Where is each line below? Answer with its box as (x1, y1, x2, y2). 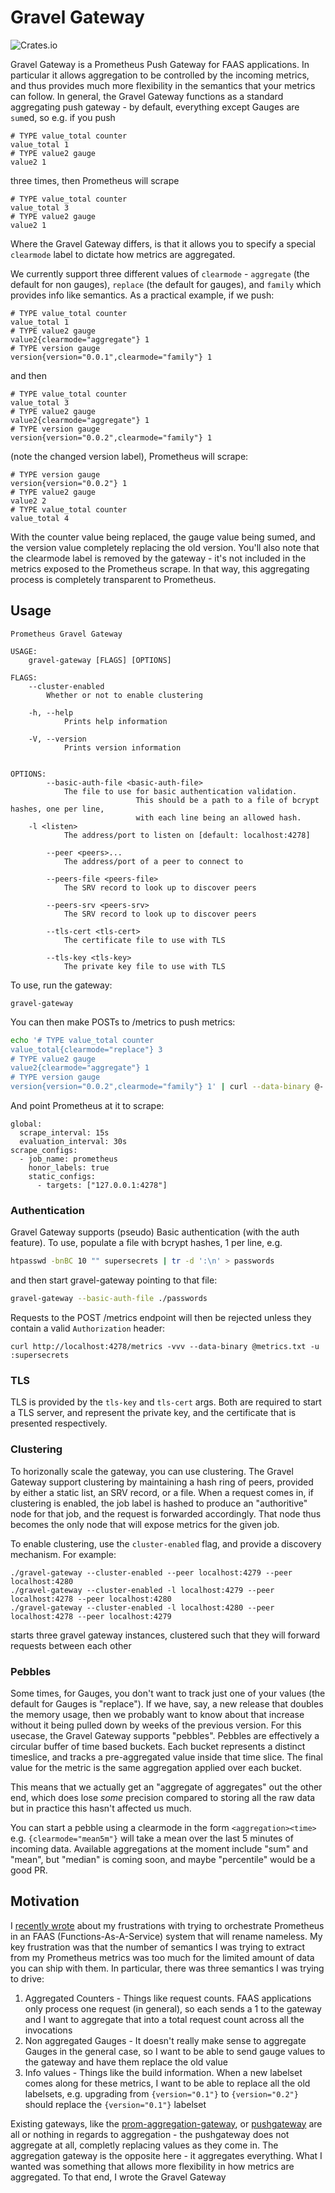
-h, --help (28, 707, 74, 718)
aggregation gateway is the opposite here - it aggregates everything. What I (10, 2149, 323, 2161)
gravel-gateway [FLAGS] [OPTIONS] (28, 655, 172, 665)
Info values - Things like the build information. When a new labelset (24, 2066, 303, 2078)
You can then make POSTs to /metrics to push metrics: (10, 1016, 236, 1028)
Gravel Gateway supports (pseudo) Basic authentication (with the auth (10, 1226, 300, 1238)
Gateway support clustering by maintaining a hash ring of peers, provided (10, 1476, 314, 1488)
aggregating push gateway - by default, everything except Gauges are (10, 101, 300, 113)
